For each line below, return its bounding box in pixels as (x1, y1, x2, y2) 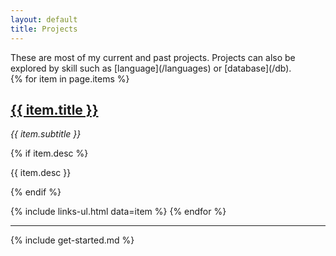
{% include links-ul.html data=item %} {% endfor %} (10, 206, 227, 218)
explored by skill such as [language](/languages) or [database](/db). (10, 62, 292, 74)
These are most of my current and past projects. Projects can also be (10, 51, 296, 63)
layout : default (10, 14, 78, 25)
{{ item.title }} (10, 101, 99, 118)
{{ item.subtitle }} (10, 128, 82, 140)
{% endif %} (10, 186, 62, 198)
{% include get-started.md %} (10, 234, 135, 246)
